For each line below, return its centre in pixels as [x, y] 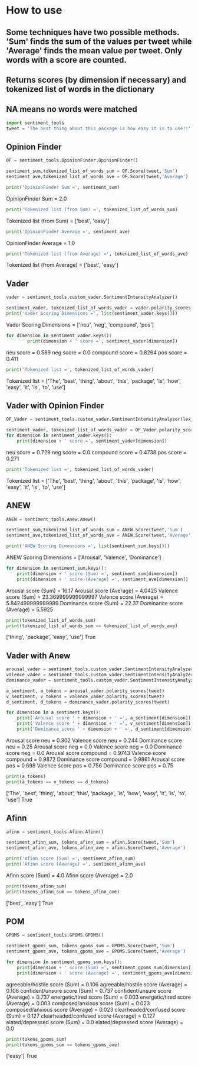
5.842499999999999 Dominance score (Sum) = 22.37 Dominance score [95, 603]
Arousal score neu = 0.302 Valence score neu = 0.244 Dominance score [94, 740]
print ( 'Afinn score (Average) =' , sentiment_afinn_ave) [76, 864]
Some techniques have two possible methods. [93, 32]
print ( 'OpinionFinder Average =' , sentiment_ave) [68, 231]
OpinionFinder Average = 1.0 [41, 243]
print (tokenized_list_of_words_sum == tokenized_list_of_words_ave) [92, 626]
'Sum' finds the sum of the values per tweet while [99, 41]
